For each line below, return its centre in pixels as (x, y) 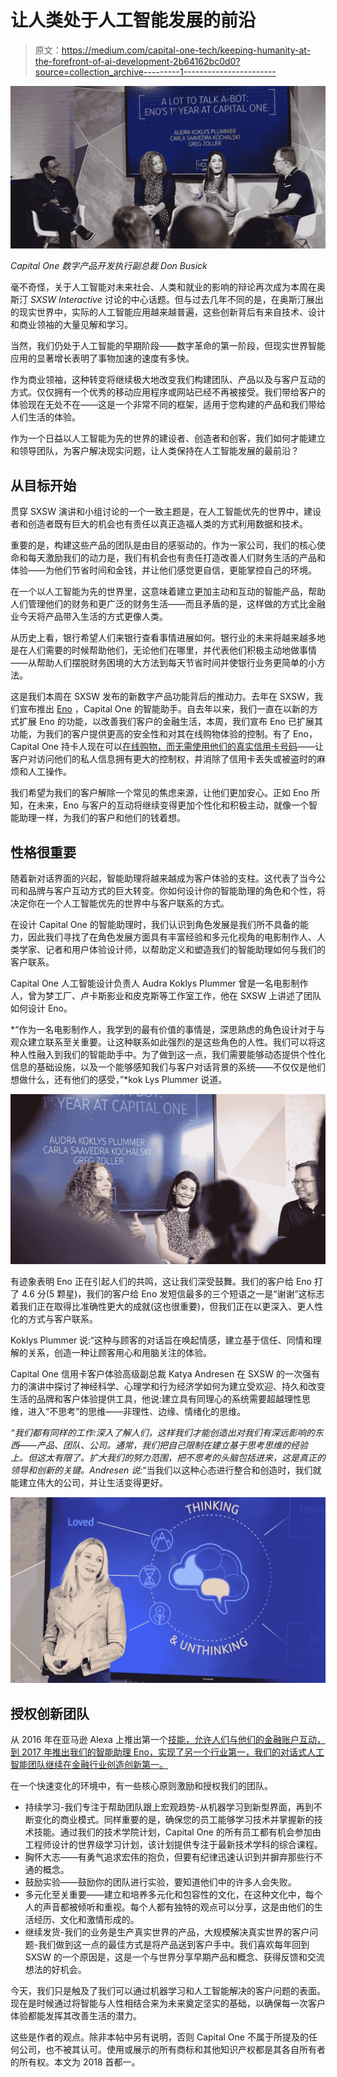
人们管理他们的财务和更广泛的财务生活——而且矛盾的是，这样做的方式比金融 (168, 604)
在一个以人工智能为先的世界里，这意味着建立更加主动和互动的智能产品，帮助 (168, 592)
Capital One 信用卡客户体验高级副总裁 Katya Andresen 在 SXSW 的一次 (156, 1374)
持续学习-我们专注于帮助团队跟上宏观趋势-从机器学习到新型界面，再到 (169, 1807)
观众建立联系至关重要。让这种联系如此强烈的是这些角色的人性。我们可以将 (163, 1042)
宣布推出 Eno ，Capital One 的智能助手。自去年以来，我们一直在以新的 (164, 709)
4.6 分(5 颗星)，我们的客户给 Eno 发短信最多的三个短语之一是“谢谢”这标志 (173, 1294)
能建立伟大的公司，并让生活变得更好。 (89, 1483)
